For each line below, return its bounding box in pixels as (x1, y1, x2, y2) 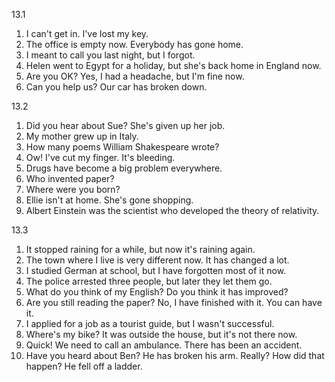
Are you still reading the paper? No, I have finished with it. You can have (25, 297, 323, 308)
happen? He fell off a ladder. (25, 360, 143, 372)
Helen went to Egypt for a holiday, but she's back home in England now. (25, 60, 322, 71)
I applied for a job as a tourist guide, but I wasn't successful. (25, 318, 275, 329)
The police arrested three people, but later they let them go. (25, 275, 273, 287)
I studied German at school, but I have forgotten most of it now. (25, 265, 287, 276)
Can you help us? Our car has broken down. (25, 81, 208, 93)
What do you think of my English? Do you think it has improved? (25, 286, 289, 298)
